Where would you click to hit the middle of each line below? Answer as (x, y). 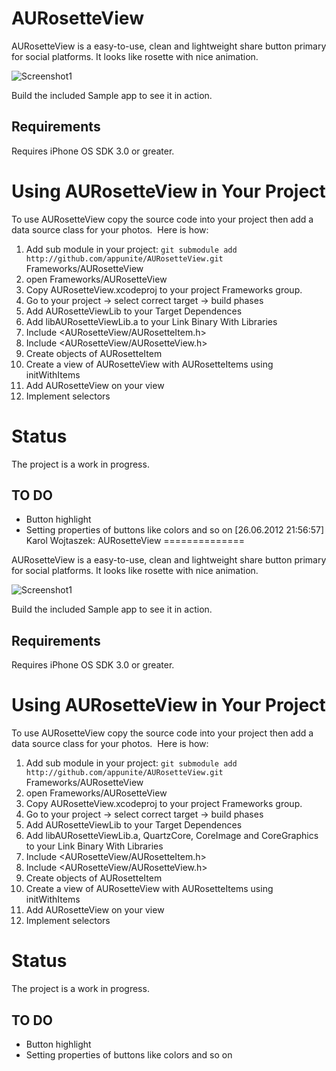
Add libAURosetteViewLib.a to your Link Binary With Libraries (151, 321)
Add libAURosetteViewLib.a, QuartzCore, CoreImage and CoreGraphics (172, 836)
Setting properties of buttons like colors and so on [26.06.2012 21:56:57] (175, 530)
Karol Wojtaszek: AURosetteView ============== (135, 541)
